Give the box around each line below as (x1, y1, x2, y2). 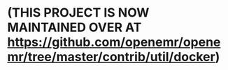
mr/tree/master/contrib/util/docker (7, 49, 215, 65)
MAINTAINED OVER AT (7, 19, 142, 35)
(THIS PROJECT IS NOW (7, 5, 150, 21)
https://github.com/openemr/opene (7, 35, 221, 50)
